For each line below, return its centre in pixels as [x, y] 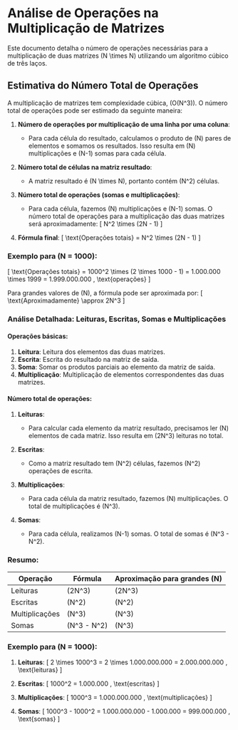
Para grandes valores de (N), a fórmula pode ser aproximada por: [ [105, 293]
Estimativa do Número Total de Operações [103, 86]
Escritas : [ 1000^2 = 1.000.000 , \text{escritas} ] [88, 684]
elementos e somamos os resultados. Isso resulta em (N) [112, 146]
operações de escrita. [61, 471]
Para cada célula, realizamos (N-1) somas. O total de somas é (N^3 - [129, 534]
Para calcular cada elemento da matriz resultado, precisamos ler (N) [129, 428]
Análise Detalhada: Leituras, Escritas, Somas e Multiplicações [117, 319]
